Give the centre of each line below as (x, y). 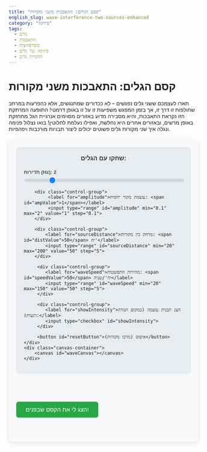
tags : (15, 29)
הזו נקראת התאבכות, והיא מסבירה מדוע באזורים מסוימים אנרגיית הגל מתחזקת (97, 116)
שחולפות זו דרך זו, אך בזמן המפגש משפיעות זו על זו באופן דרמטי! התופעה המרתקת (102, 110)
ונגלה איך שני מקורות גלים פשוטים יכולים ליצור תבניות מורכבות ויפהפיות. (90, 129)
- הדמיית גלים (28, 57)
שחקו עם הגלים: (103, 158)
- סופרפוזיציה (27, 46)
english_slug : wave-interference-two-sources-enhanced (79, 17)
